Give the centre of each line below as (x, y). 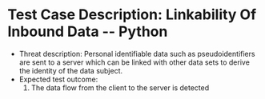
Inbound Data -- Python (88, 32)
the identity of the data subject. (71, 70)
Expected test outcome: (58, 79)
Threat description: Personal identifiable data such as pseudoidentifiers (137, 53)
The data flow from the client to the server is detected (120, 87)
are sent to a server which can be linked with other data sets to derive (134, 62)
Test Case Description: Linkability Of (132, 15)
